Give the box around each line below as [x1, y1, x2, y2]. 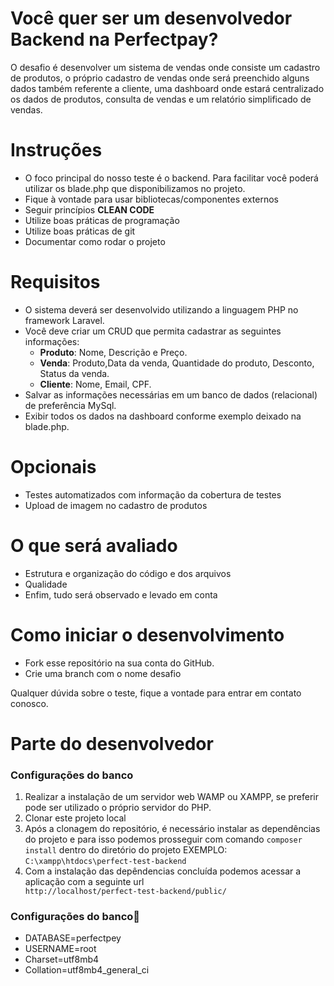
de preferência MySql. [24, 399, 117, 411]
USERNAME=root [24, 943, 97, 955]
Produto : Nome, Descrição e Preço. [39, 346, 188, 358]
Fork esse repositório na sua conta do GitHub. [24, 657, 215, 669]
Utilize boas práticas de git [24, 225, 136, 237]
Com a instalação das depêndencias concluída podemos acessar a [24, 865, 302, 877]
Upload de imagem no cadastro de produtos [24, 499, 208, 511]
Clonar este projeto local [24, 812, 127, 824]
